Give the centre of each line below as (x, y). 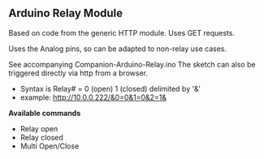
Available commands (45, 113)
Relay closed (41, 137)
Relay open (39, 128)
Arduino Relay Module (66, 13)
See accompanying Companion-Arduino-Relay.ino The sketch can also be (132, 64)
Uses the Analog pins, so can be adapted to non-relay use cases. (118, 49)
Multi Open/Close (50, 146)
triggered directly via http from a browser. (78, 73)
